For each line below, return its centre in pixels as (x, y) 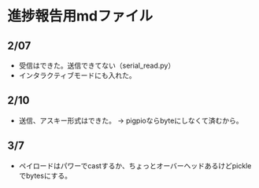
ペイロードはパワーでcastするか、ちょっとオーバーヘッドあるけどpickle (135, 165)
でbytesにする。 (45, 175)
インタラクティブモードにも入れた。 (77, 75)
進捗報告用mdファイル (80, 16)
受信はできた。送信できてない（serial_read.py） (97, 65)
